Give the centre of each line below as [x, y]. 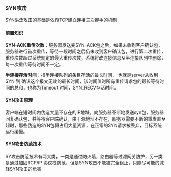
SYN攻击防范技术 [24, 144]
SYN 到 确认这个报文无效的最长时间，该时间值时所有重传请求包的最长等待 [82, 81]
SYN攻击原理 [19, 100]
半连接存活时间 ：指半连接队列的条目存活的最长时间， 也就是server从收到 [82, 75]
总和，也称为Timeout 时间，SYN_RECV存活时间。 [66, 87]
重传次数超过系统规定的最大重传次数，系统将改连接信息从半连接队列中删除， [85, 57]
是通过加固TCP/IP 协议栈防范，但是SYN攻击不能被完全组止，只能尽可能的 [82, 163]
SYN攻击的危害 [25, 169]
